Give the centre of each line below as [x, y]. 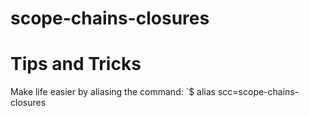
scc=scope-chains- [258, 92]
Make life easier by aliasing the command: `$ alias [113, 92]
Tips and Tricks [76, 64]
